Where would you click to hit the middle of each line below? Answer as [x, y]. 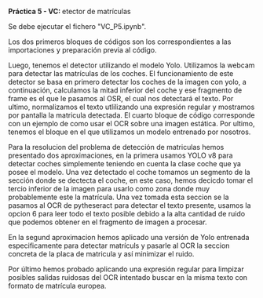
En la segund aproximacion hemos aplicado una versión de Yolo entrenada [129, 237]
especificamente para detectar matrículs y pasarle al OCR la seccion [119, 245]
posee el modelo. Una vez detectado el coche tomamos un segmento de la [129, 172]
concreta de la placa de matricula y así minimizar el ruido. [101, 254]
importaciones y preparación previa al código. [82, 50]
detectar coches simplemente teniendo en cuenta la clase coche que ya [125, 164]
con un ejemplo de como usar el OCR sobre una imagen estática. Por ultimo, [131, 124]
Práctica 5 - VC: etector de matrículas [69, 11]
